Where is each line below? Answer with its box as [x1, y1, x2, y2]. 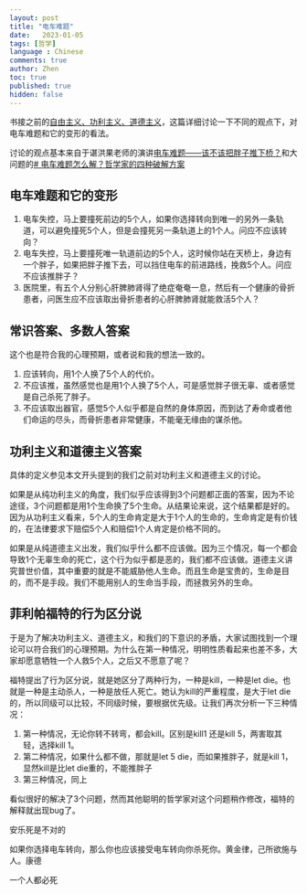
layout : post [9, 13, 59, 23]
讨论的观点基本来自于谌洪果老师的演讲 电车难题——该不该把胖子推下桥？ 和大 [9, 147, 298, 158]
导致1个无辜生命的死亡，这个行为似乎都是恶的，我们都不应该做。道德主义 [9, 554, 285, 565]
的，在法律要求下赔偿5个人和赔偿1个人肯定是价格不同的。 [9, 523, 226, 534]
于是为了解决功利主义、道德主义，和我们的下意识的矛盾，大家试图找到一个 [9, 632, 290, 643]
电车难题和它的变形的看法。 [9, 127, 114, 138]
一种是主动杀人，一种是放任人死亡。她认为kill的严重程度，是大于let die [25, 686, 291, 697]
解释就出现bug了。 [9, 804, 80, 815]
